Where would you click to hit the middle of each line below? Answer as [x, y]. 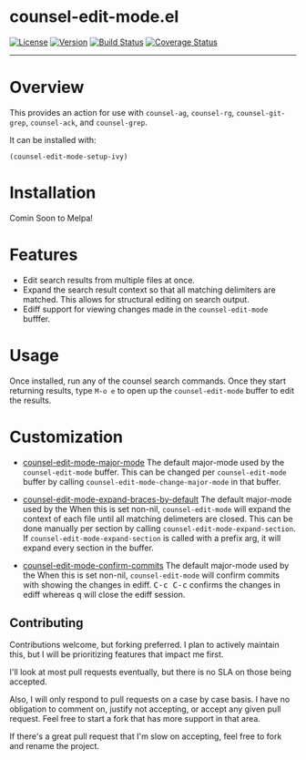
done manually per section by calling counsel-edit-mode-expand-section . [159, 528]
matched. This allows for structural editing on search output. [136, 299]
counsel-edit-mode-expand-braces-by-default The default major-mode [157, 499]
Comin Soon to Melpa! [51, 218]
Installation [53, 193]
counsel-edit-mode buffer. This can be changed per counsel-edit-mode [154, 472]
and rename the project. [55, 746]
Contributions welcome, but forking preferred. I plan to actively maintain [144, 645]
